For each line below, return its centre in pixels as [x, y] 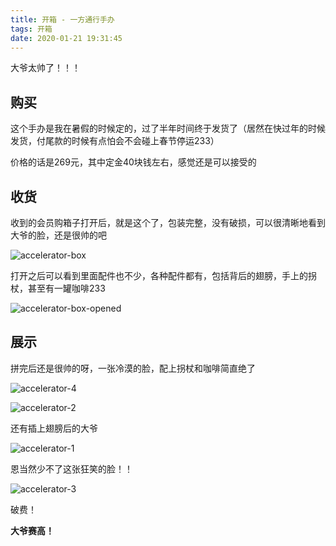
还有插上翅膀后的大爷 [54, 428]
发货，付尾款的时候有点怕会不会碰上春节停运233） [115, 141]
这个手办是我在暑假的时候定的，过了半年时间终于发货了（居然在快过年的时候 [168, 128]
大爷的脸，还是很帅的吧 [58, 235]
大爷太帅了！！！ [45, 68]
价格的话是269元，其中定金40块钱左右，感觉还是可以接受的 [133, 162]
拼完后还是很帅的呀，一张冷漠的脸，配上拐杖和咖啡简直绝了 [133, 368]
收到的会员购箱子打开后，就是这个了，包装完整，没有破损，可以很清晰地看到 [168, 222]
